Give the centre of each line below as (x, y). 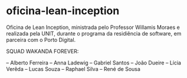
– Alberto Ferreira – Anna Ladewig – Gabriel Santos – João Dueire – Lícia (94, 63)
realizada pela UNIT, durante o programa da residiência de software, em (94, 33)
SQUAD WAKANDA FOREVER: (42, 51)
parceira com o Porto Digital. (41, 40)
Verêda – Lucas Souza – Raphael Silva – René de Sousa (73, 69)
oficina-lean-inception (63, 11)
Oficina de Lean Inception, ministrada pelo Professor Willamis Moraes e (93, 27)
